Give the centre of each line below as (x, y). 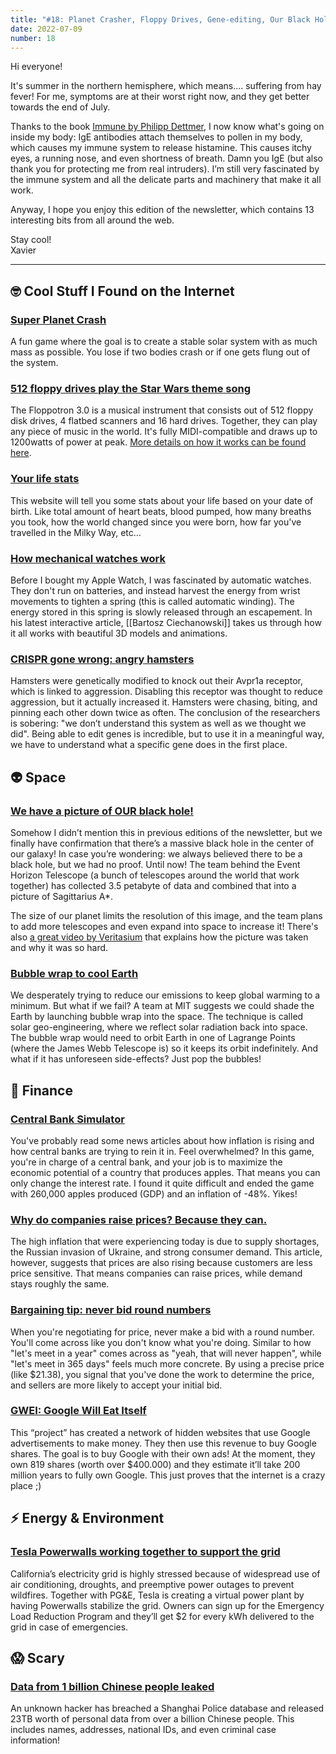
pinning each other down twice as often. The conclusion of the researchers (165, 713)
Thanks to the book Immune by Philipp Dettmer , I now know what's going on (167, 127)
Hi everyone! (36, 67)
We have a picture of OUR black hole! (102, 811)
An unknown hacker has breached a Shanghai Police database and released (167, 1708)
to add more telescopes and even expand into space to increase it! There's (164, 926)
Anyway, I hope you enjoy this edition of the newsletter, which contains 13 (162, 210)
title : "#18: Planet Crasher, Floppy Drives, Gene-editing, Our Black (160, 19)
